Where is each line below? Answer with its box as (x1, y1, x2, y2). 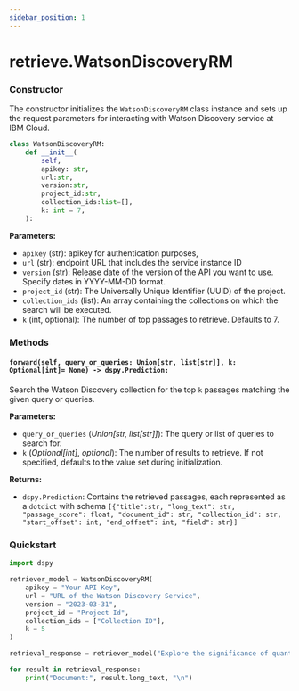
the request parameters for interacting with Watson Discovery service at (9, 113, 274, 124)
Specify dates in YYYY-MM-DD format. (21, 276, 166, 286)
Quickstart (9, 539, 57, 551)
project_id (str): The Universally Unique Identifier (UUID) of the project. (21, 285, 287, 296)
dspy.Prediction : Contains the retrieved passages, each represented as (21, 491, 287, 502)
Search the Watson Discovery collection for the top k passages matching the (9, 384, 290, 395)
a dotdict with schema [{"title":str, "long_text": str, (21, 500, 236, 511)
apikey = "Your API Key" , (25, 583, 122, 593)
